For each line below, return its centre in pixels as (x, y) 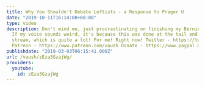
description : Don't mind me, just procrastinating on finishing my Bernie (103, 29)
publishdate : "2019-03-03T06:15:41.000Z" (60, 51)
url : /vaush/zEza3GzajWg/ (39, 57)
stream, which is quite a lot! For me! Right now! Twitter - (91, 40)
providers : (20, 62)
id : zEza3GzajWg (38, 74)
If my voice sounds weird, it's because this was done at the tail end (105, 35)
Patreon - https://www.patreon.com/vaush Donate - (77, 46)
